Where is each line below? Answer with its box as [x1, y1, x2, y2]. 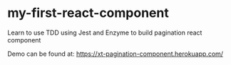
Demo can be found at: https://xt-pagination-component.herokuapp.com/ [7, 49, 223, 58]
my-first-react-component [7, 5, 169, 21]
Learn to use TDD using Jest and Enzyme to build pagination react [7, 28, 202, 37]
